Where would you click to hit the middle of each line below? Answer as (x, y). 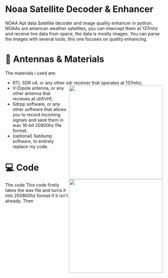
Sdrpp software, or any (36, 104)
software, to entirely (33, 141)
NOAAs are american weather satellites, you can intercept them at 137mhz (81, 28)
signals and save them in (38, 120)
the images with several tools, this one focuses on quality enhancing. (76, 39)
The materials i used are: (31, 73)
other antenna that (31, 93)
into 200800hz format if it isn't (37, 195)
